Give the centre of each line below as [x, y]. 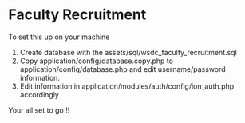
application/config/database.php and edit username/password [122, 69]
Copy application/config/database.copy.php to [97, 61]
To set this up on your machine [59, 37]
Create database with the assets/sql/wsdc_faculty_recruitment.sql [128, 52]
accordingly [40, 94]
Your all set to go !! [39, 110]
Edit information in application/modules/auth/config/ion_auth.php [127, 86]
